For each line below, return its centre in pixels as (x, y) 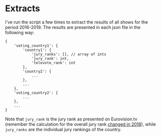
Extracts (23, 9)
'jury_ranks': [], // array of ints (69, 54)
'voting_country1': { (36, 46)
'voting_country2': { (36, 93)
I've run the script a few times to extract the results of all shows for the (77, 22)
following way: (20, 32)
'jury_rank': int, (50, 58)
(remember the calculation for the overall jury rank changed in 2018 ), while (80, 124)
